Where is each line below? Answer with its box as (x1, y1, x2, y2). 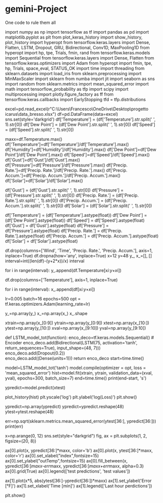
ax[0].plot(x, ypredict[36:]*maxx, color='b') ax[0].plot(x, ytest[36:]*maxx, (5, 447, 153, 453)
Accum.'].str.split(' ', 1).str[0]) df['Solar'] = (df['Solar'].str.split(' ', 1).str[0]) (5, 203, 152, 209)
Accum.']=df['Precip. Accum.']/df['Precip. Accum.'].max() (5, 172, 121, 178)
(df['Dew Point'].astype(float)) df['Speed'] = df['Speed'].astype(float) (5, 217, 145, 223)
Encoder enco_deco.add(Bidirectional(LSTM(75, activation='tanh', (5, 339, 138, 345)
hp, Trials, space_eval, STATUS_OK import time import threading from (5, 65, 145, 71)
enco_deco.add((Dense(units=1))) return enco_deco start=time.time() (5, 355, 144, 361)
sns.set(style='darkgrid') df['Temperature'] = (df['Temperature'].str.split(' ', (5, 116, 156, 122)
